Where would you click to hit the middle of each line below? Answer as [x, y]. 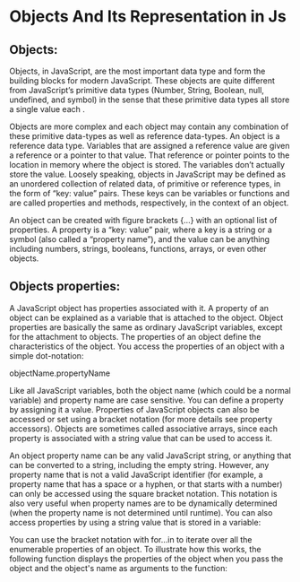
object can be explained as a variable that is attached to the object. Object [146, 317]
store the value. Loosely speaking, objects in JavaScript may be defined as [148, 174]
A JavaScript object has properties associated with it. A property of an [139, 308]
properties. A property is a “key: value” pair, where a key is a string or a [141, 230]
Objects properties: [65, 287]
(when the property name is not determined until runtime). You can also [141, 512]
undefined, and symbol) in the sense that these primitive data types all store [150, 100]
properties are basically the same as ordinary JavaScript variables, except [146, 327]
